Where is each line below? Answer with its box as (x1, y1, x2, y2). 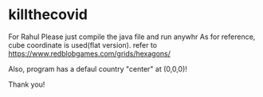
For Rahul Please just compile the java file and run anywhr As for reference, (8, 32, 256, 41)
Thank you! (8, 80, 45, 89)
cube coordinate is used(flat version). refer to (8, 40, 158, 49)
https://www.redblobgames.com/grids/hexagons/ (8, 48, 171, 58)
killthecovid (8, 6, 88, 24)
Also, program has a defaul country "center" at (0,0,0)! (8, 64, 187, 73)
